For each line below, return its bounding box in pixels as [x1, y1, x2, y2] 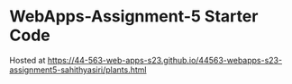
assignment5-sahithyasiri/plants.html [9, 64, 147, 75]
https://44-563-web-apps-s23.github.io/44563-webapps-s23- [47, 55, 282, 65]
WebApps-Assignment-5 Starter [9, 6, 259, 27]
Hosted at [9, 55, 46, 65]
